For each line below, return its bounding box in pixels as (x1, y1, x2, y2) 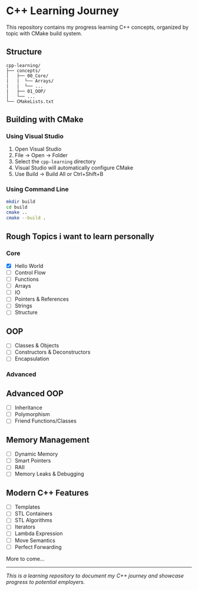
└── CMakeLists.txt (6, 98, 54, 104)
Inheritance (14, 404, 42, 411)
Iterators (14, 523, 35, 530)
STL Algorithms (14, 517, 52, 524)
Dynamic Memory (14, 450, 58, 457)
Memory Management (6, 434, 90, 445)
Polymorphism (14, 411, 50, 418)
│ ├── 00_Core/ (6, 72, 49, 79)
